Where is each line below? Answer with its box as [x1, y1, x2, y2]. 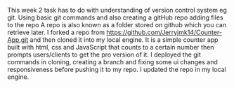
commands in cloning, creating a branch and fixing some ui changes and [7, 58, 218, 66]
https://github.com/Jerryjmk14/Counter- [106, 28, 223, 36]
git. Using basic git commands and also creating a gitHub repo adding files [7, 13, 223, 22]
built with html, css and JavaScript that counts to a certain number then [7, 43, 214, 51]
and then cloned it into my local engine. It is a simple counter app [30, 36, 219, 44]
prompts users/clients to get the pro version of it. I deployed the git [7, 50, 202, 59]
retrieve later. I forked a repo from [7, 28, 105, 36]
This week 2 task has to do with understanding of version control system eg [7, 6, 227, 14]
